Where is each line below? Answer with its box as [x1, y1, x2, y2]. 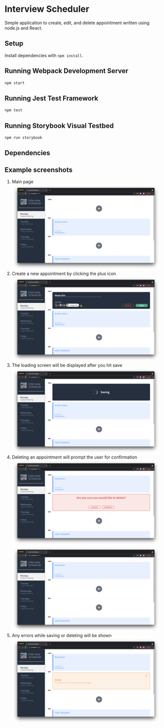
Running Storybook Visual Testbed [4, 121, 114, 130]
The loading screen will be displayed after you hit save [11, 362, 123, 368]
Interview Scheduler [4, 3, 90, 15]
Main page [11, 179, 34, 185]
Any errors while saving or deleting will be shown [11, 633, 112, 639]
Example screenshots [4, 165, 72, 174]
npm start [4, 80, 25, 85]
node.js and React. [4, 25, 43, 31]
